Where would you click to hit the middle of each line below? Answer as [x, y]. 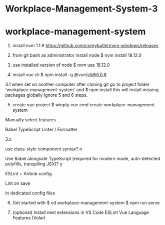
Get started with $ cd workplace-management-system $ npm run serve [86, 203]
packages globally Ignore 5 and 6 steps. [46, 95]
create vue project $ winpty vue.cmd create [58, 105]
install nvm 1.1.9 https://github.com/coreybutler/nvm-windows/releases [85, 46]
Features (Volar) [29, 218]
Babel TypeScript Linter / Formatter [41, 130]
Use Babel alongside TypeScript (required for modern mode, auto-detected [83, 159]
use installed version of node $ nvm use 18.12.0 [61, 65]
